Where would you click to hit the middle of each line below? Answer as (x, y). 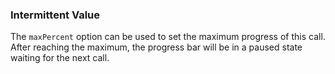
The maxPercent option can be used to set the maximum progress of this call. (168, 37)
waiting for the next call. (60, 58)
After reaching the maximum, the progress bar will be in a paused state (156, 47)
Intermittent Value (55, 15)
